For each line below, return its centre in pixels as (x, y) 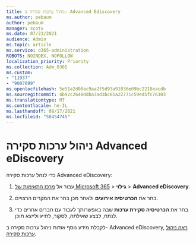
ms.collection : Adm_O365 (37, 67)
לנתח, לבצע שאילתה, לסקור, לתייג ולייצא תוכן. (66, 216)
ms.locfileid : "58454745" (38, 116)
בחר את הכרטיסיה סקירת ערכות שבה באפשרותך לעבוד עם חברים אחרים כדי (102, 210)
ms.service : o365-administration (48, 51)
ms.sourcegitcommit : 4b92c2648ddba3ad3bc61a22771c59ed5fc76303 (86, 94)
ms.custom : (20, 72)
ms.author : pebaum (29, 17)
